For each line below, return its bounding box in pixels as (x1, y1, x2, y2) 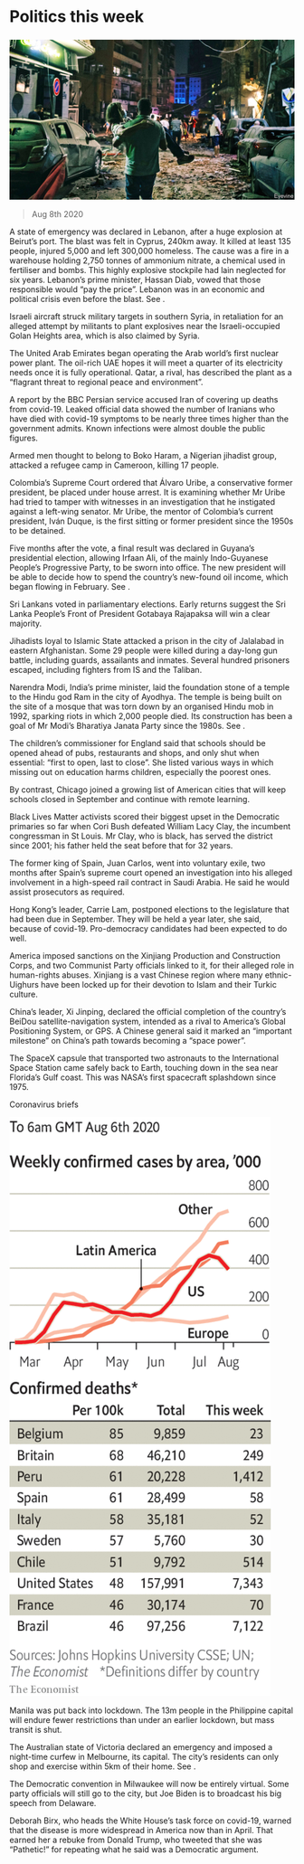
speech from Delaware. (9, 1798, 97, 1809)
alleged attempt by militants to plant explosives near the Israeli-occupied (9, 321, 280, 332)
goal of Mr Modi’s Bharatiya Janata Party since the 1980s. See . (9, 721, 246, 732)
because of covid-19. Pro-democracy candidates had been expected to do (9, 923, 288, 934)
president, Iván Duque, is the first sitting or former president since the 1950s (9, 516, 294, 526)
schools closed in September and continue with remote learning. (9, 794, 251, 805)
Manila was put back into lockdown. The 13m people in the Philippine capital (9, 1705, 294, 1716)
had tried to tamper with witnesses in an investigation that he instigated (9, 497, 276, 507)
